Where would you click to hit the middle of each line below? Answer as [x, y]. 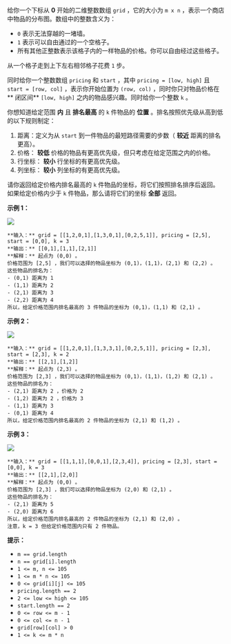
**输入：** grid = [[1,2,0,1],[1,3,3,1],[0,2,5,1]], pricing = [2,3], [109, 348]
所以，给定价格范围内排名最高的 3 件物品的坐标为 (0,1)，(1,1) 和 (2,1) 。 [105, 307]
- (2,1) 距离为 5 [30, 504]
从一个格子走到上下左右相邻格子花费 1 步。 [68, 65]
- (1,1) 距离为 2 [30, 285]
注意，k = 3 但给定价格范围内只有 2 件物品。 [65, 527]
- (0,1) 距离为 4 [30, 413]
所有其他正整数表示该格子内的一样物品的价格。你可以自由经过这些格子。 [120, 51]
